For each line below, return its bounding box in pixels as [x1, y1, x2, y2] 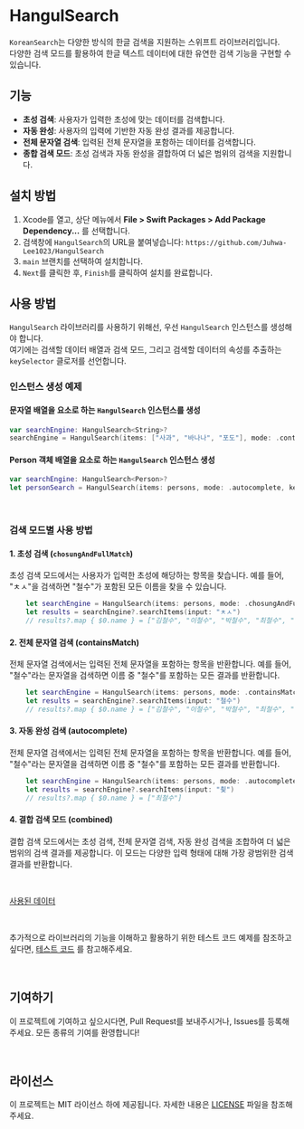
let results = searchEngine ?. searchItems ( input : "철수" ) [25, 697, 242, 706]
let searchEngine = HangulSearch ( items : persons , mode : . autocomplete [25, 776, 298, 785]
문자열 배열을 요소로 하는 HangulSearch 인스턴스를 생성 [9, 404, 201, 415]
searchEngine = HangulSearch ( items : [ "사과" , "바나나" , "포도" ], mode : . [9, 433, 280, 443]
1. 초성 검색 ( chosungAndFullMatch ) [9, 548, 134, 559]
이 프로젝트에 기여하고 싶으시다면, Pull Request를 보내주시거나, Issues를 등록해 [9, 1015, 290, 1027]
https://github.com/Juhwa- [185, 238, 288, 247]
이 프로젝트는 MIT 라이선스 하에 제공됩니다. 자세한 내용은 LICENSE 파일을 [9, 1099, 270, 1110]
